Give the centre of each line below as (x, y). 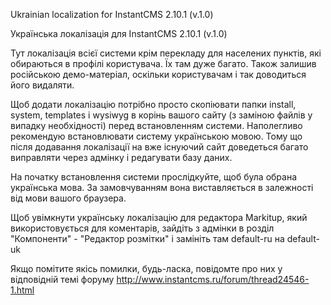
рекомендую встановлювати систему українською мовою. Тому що (156, 136)
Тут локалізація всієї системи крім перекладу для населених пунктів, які (166, 53)
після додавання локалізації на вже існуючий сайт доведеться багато (159, 147)
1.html (22, 290)
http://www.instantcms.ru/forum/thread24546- (213, 279)
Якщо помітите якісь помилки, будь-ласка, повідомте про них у (146, 268)
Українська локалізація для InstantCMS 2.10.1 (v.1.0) (119, 33)
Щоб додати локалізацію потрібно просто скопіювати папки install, (153, 104)
